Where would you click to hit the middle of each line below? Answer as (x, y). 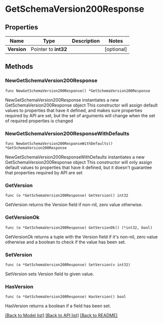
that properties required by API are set (44, 172)
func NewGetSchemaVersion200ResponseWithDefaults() (59, 143)
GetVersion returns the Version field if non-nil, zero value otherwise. (74, 205)
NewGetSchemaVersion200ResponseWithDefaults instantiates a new (75, 157)
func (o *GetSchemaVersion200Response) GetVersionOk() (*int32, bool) (79, 228)
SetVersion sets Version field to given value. (50, 274)
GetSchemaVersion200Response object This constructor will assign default (81, 105)
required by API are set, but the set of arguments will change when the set (80, 115)
